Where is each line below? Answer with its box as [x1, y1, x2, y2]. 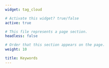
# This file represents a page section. [5, 29, 88, 34]
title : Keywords [5, 56, 38, 61]
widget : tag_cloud [5, 7, 42, 12]
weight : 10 [5, 47, 27, 52]
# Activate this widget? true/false [5, 16, 79, 21]
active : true [5, 20, 31, 25]
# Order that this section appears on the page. [5, 42, 105, 48]
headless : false [5, 34, 38, 39]
